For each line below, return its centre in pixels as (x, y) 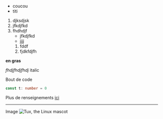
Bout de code (19, 79)
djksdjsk (21, 21)
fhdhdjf (20, 31)
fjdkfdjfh (28, 51)
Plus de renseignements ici (32, 97)
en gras (13, 61)
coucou (20, 6)
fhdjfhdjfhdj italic (22, 70)
